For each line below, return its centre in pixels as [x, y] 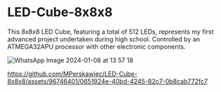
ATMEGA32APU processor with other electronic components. [96, 46]
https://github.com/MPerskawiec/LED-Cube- [72, 74]
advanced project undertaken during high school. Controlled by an [104, 39]
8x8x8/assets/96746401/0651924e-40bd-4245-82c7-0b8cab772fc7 [108, 81]
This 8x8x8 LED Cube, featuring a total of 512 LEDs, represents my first [110, 32]
